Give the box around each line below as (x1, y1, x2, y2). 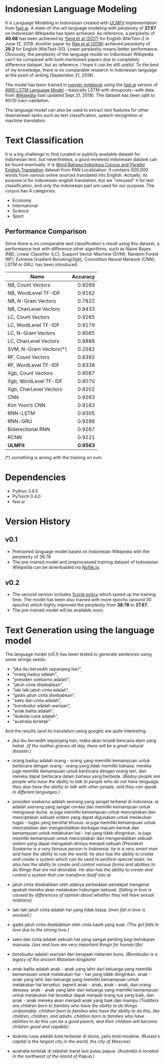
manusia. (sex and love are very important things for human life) (12, 942, 143, 948)
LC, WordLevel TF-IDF (7, 322, 60, 329)
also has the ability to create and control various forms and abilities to (12, 862, 156, 868)
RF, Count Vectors (7, 354, 50, 361)
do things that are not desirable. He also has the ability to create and (12, 867, 153, 873)
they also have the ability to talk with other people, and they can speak (12, 784, 157, 790)
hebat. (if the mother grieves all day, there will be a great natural (12, 743, 144, 749)
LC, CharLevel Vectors (7, 337, 60, 344)
